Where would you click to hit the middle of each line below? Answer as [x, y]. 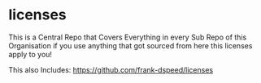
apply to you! [30, 54]
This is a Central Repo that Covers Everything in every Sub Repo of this [128, 37]
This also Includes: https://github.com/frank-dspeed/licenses [111, 69]
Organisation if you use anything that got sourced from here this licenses [130, 45]
